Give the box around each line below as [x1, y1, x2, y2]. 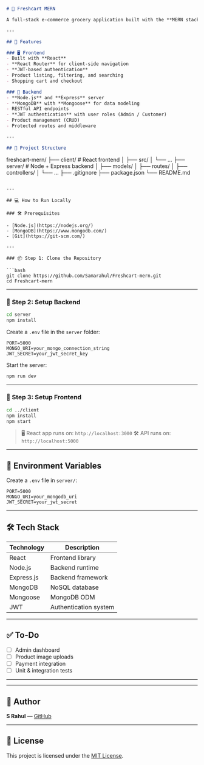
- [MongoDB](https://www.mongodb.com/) [6, 228, 107, 234]
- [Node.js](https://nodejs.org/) [6, 222, 94, 228]
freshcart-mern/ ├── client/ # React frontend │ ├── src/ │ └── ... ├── [6, 156, 185, 163]
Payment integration [15, 660, 66, 668]
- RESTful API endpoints [6, 106, 69, 112]
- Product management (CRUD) [6, 117, 80, 124]
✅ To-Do [6, 630, 39, 640]
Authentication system [50, 603, 115, 612]
